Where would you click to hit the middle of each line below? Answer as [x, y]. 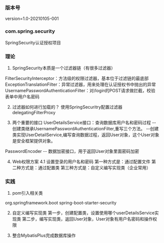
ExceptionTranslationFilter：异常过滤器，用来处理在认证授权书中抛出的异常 [81, 84]
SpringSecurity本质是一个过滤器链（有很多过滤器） [64, 68]
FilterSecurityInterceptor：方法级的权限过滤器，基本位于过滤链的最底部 [77, 78]
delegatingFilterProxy [34, 112]
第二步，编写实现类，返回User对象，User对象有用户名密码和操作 [87, 219]
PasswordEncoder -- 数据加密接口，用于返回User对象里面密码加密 [72, 151]
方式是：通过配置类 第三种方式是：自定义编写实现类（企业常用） [86, 167]
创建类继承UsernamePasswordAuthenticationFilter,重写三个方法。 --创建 [85, 128]
